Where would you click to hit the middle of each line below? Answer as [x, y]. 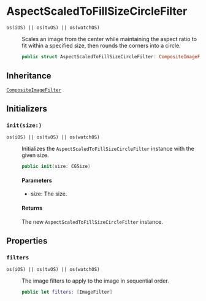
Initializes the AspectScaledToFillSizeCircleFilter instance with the [108, 149]
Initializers [27, 109]
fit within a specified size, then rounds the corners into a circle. [101, 45]
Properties [27, 241]
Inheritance [29, 76]
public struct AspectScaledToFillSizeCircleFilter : [89, 56]
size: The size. [49, 194]
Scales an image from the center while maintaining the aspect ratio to [109, 39]
